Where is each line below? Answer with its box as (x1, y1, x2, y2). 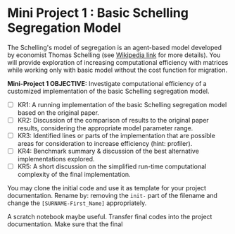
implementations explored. (17, 155, 95, 164)
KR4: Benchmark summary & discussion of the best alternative (17, 147, 199, 156)
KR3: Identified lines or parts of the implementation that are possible (17, 132, 216, 140)
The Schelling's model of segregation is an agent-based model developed (7, 43, 222, 51)
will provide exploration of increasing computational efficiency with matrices (7, 58, 229, 66)
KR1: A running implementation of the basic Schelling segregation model (17, 100, 227, 109)
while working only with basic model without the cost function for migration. (7, 66, 228, 74)
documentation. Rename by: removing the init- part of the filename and (7, 192, 218, 200)
